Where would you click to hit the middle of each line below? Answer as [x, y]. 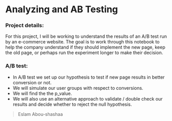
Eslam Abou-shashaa [40, 114]
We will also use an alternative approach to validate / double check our [88, 99]
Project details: [25, 26]
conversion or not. [32, 82]
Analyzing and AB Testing [62, 9]
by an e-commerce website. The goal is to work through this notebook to [83, 42]
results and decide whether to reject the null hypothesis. [72, 104]
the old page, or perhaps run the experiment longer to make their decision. [84, 53]
